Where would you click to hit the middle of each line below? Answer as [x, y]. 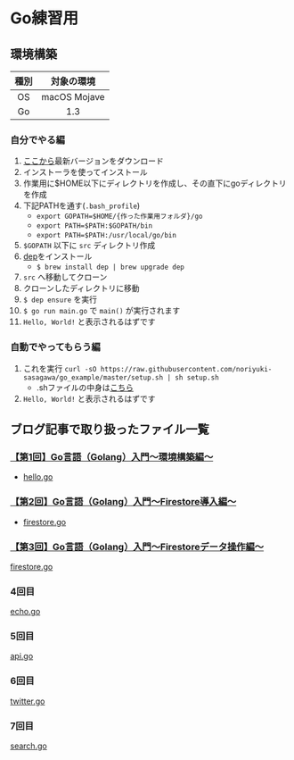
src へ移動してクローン [65, 277]
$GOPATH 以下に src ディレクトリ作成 [89, 246]
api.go [22, 656]
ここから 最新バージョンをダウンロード [93, 161]
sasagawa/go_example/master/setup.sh [93, 377]
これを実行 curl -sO [60, 368]
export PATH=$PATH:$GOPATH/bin [94, 226]
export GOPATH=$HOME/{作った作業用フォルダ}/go [119, 217]
